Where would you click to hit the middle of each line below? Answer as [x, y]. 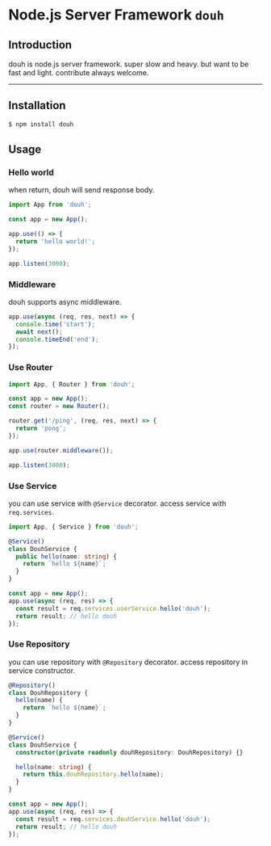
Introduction [40, 45]
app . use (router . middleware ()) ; [61, 450]
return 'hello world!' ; [55, 242]
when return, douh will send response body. [81, 190]
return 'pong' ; [41, 429]
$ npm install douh [41, 124]
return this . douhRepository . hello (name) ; [93, 774]
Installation [37, 105]
